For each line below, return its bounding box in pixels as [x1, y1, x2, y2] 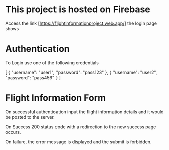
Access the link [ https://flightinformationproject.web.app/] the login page [5, 20, 157, 26]
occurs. [5, 129, 21, 135]
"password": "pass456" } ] [5, 74, 61, 81]
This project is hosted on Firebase [5, 4, 150, 15]
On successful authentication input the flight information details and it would [5, 109, 164, 115]
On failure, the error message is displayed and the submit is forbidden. [5, 139, 152, 145]
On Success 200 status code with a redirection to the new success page [5, 124, 156, 130]
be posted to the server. [5, 114, 55, 120]
